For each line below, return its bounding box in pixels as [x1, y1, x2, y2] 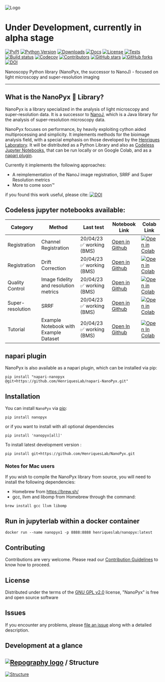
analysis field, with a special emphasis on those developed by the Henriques [5, 136, 160, 143]
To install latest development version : [5, 442, 82, 448]
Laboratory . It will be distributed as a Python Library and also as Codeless [5, 142, 155, 148]
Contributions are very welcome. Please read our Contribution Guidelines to [5, 557, 159, 562]
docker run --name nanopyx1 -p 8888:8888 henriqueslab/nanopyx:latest [5, 530, 153, 535]
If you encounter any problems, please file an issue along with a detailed [5, 622, 152, 628]
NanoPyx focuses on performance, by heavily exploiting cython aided [5, 126, 146, 132]
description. [5, 627, 29, 633]
